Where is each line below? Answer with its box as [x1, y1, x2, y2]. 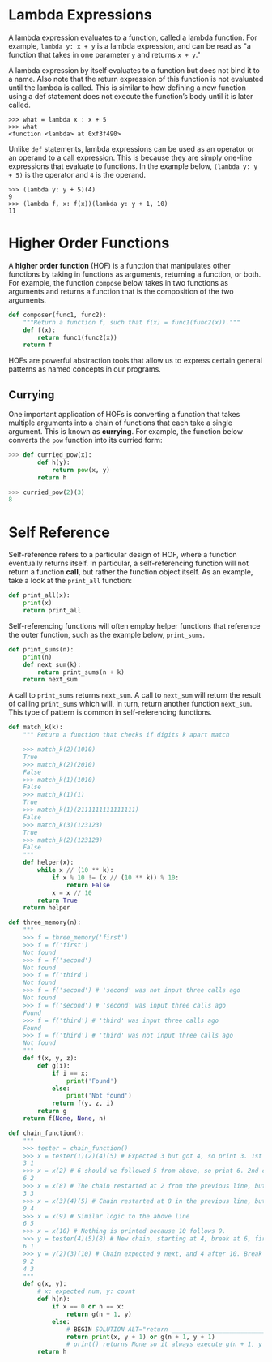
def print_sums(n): [8, 645, 74, 654]
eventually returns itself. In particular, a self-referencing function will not [8, 558, 249, 569]
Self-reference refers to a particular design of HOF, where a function [8, 550, 237, 560]
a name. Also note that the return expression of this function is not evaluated [8, 74, 264, 84]
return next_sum [23, 676, 79, 684]
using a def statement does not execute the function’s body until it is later [8, 91, 253, 101]
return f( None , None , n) [23, 1115, 107, 1123]
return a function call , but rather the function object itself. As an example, [8, 567, 253, 577]
